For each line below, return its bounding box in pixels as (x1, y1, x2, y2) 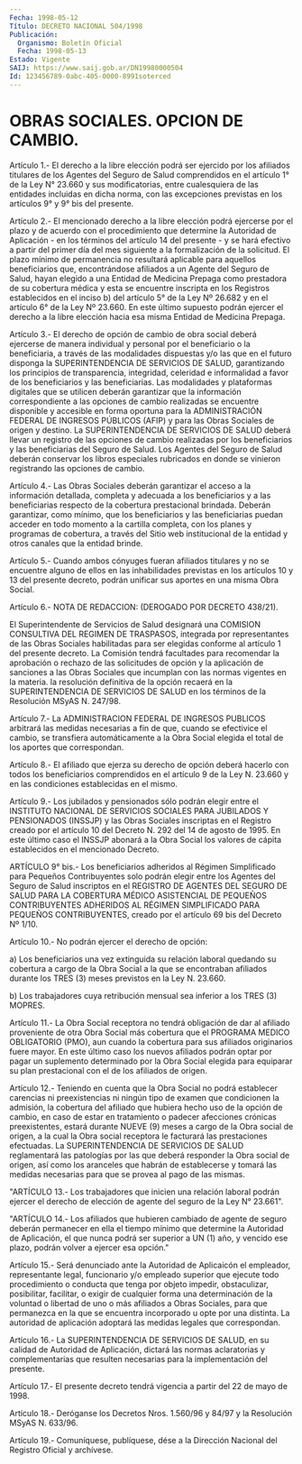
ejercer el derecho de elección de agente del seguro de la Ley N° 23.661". (9, 1195, 284, 1206)
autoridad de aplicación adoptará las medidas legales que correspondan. (9, 1317, 281, 1328)
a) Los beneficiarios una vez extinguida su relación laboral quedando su (9, 953, 277, 965)
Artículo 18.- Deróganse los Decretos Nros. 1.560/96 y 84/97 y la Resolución (9, 1407, 293, 1418)
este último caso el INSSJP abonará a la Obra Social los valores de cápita (9, 834, 282, 845)
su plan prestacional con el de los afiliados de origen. (9, 1065, 207, 1075)
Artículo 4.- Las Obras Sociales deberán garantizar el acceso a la (9, 480, 252, 491)
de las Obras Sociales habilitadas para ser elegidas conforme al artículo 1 (9, 637, 281, 649)
